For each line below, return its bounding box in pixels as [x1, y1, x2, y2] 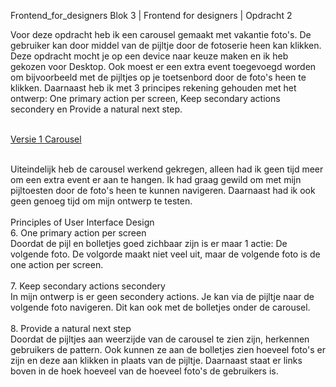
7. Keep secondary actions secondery [10, 280, 166, 292]
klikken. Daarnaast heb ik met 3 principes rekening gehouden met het [10, 82, 297, 94]
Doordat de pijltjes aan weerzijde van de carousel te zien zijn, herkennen [10, 333, 310, 345]
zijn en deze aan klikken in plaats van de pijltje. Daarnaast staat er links [10, 355, 303, 366]
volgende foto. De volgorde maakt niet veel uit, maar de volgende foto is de [10, 248, 321, 260]
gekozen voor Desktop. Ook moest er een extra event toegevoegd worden [10, 61, 317, 72]
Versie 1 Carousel [10, 133, 82, 145]
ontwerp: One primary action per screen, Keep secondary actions [10, 93, 281, 104]
